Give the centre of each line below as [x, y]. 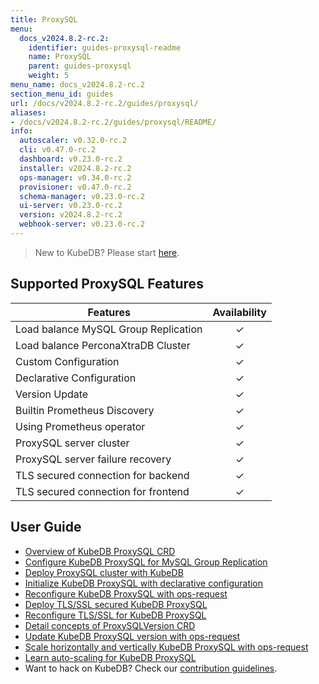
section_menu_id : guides [62, 94]
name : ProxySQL [60, 57]
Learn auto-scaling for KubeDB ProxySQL [110, 657]
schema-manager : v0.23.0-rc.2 [82, 196]
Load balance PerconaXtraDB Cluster [103, 345]
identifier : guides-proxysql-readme [105, 47]
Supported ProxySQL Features [107, 284]
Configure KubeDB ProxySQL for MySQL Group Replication [146, 562]
